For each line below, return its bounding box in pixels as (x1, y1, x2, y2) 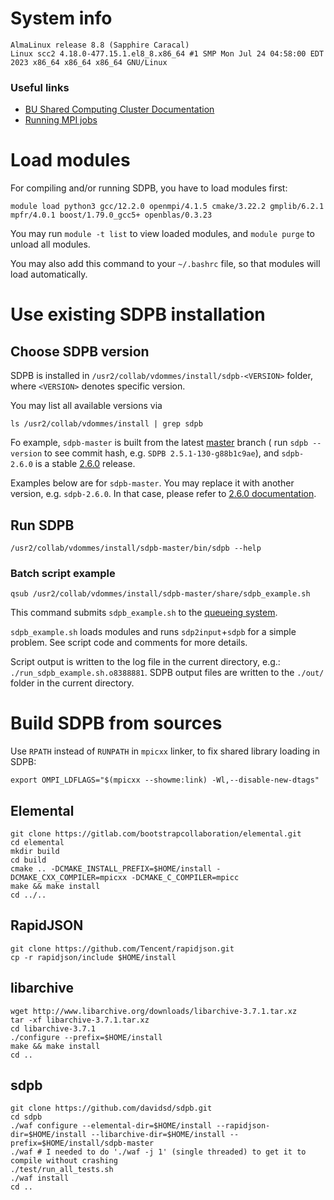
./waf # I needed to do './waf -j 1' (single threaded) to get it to (10, 1147, 307, 1157)
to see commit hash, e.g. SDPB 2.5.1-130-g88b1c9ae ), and (44, 447, 280, 459)
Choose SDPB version (10, 343, 150, 360)
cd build (10, 855, 47, 866)
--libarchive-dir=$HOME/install (90, 1130, 226, 1140)
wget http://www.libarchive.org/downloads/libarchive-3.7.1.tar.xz (10, 1006, 298, 1016)
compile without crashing (10, 1156, 118, 1166)
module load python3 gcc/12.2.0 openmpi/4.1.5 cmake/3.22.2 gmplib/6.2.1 (10, 202, 325, 212)
